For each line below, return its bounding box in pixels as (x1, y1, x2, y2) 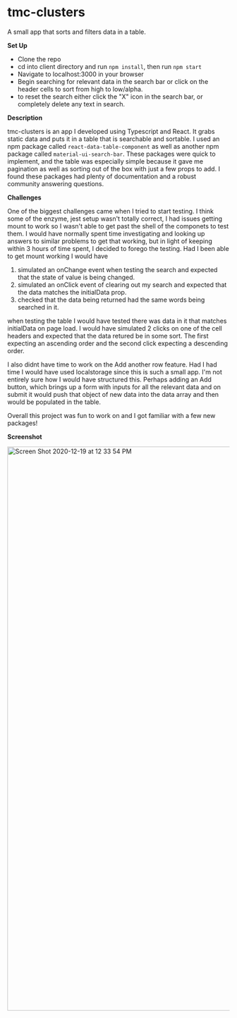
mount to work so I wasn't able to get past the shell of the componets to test (7, 221, 229, 230)
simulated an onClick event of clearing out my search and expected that (17, 280, 227, 289)
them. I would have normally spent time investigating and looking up (7, 229, 205, 238)
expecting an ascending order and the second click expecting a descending (7, 339, 228, 348)
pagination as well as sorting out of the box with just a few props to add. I (7, 164, 221, 173)
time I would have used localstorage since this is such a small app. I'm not (7, 367, 222, 376)
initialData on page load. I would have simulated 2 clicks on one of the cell (7, 324, 222, 332)
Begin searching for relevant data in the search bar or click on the (17, 77, 209, 85)
